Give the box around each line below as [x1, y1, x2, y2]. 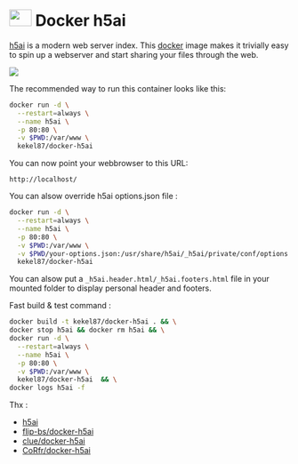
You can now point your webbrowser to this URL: [9, 158, 189, 169]
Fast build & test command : [9, 300, 111, 311]
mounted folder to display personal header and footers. [9, 283, 212, 293]
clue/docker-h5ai [21, 436, 86, 446]
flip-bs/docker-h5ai [21, 427, 94, 437]
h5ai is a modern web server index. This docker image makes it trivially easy [9, 40, 289, 51]
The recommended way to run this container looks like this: [9, 83, 227, 93]
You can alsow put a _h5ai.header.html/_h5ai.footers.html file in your [9, 274, 270, 284]
